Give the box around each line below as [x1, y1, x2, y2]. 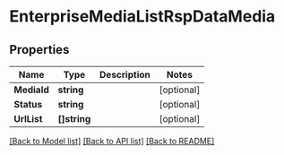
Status [13, 99, 43, 110]
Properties [9, 42, 70, 57]
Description [99, 69, 151, 81]
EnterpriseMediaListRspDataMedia [9, 6, 276, 27]
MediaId [13, 83, 49, 96]
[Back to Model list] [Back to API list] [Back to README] [9, 136, 215, 146]
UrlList [13, 113, 43, 125]
